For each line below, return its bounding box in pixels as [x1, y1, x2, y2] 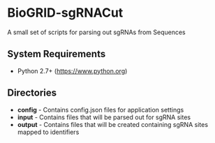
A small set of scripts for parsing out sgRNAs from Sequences [7, 28, 186, 36]
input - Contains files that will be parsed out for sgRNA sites [17, 113, 191, 121]
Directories [7, 87, 57, 99]
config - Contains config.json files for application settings [17, 105, 184, 114]
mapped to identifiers [17, 128, 80, 136]
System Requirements [7, 48, 106, 60]
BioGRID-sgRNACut [7, 5, 124, 21]
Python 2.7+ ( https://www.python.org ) [17, 66, 128, 75]
